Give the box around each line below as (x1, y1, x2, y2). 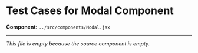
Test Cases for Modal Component (6, 4, 174, 17)
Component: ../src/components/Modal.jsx (6, 23, 110, 30)
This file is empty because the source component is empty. (6, 40, 150, 47)
